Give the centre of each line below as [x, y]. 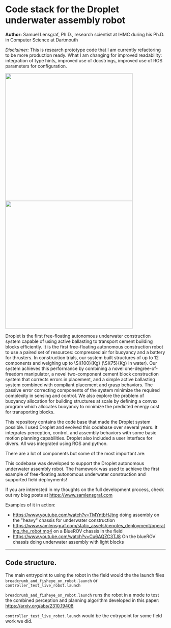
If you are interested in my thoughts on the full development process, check [85, 490]
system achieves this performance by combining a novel [64, 368]
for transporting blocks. [30, 412]
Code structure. [31, 563]
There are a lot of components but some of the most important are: [76, 453]
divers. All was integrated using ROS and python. [56, 444]
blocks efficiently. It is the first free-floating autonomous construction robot [84, 346]
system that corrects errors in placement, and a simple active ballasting [80, 379]
